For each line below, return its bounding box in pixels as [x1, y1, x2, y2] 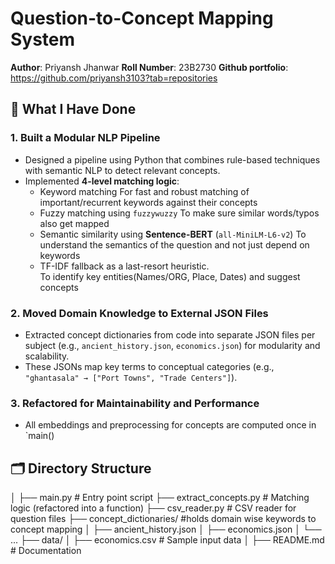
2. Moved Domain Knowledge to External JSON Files [10, 306, 269, 320]
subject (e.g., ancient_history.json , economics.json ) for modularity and [24, 339, 321, 351]
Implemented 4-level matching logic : [24, 175, 180, 187]
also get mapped [39, 217, 110, 229]
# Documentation [10, 545, 82, 557]
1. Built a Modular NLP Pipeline [10, 131, 161, 145]
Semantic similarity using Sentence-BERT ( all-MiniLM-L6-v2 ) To [39, 228, 307, 240]
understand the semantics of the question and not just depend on [39, 238, 310, 251]
